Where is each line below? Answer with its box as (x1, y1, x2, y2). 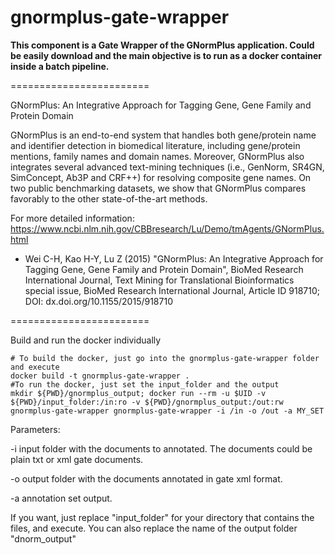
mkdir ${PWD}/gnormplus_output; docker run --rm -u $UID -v (10, 388, 267, 398)
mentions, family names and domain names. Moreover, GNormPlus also (10, 150, 305, 162)
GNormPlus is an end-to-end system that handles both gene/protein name (10, 129, 317, 141)
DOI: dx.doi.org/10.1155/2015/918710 (24, 295, 173, 307)
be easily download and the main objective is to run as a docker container (10, 49, 323, 61)
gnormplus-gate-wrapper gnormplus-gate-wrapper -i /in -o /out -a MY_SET (10, 406, 325, 416)
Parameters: (10, 423, 61, 435)
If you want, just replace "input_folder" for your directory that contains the (10, 511, 315, 523)
